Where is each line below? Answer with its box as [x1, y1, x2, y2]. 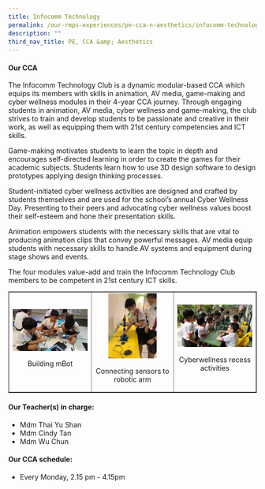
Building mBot [27, 359, 73, 368]
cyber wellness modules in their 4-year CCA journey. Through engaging [8, 97, 242, 106]
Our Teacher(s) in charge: [8, 402, 95, 412]
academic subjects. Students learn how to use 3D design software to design [8, 162, 256, 173]
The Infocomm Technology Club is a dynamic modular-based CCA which [8, 80, 245, 90]
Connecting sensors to [95, 366, 170, 375]
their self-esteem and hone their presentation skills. [8, 211, 176, 221]
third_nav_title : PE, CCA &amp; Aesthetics [8, 38, 154, 46]
